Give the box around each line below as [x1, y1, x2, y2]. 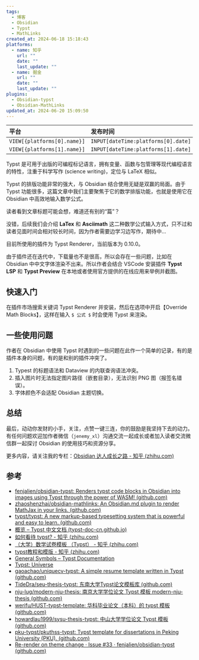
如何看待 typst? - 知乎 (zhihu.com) [14, 533, 99, 540]
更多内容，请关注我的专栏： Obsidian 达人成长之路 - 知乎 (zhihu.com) [6, 452, 175, 459]
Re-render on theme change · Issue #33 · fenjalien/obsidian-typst [14, 640, 175, 648]
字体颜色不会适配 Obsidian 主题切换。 [14, 389, 107, 396]
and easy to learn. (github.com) [14, 519, 92, 526]
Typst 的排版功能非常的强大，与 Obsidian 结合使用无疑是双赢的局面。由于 [6, 181, 186, 188]
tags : [6, 8, 20, 15]
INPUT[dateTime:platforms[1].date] [91, 146, 191, 153]
